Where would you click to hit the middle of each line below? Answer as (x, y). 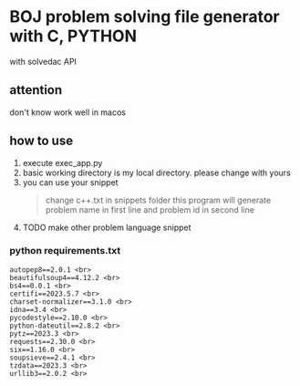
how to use (41, 141)
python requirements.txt (65, 251)
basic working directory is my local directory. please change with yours (157, 172)
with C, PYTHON (73, 36)
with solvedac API (43, 61)
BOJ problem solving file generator (145, 17)
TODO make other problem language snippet (107, 227)
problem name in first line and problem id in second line (150, 209)
